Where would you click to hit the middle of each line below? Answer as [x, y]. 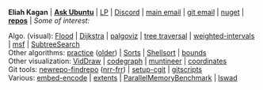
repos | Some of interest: [49, 21]
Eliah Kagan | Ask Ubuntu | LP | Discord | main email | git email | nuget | [126, 12]
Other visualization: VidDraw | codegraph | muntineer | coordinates [118, 61]
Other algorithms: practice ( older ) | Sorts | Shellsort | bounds [107, 52]
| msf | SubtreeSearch [44, 44]
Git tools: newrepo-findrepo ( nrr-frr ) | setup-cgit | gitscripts [105, 69]
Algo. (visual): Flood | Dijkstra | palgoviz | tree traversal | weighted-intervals [131, 36]
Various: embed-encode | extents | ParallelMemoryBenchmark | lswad [123, 78]
